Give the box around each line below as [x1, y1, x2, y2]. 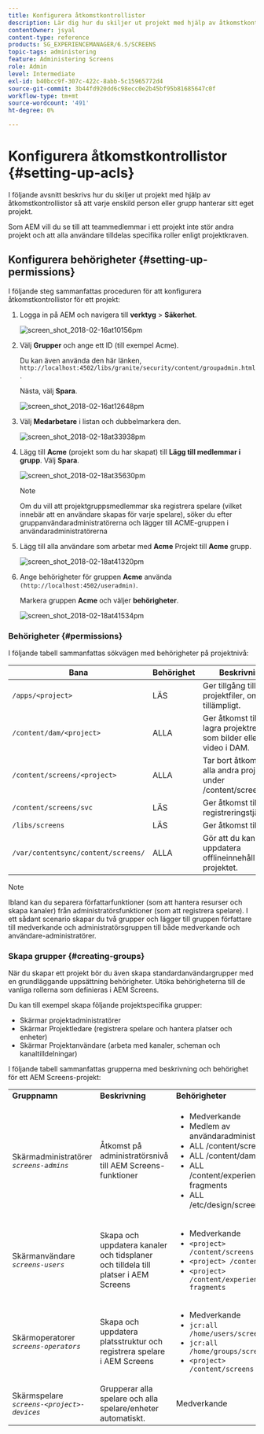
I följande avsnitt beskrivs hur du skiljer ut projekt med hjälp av [8, 190, 211, 199]
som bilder [203, 732, 242, 743]
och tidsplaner [99, 1250, 153, 1261]
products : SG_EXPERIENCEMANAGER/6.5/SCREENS [8, 41, 156, 49]
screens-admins [12, 1161, 69, 1170]
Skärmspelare [12, 1390, 64, 1401]
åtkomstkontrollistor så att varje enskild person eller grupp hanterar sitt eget [8, 198, 254, 208]
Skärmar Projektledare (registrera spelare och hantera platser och [19, 1024, 233, 1034]
